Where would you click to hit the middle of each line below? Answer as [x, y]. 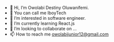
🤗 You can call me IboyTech [38, 13]
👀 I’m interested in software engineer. [48, 18]
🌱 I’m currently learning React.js [42, 23]
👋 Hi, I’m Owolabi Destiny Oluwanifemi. [49, 8]
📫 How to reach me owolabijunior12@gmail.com [59, 34]
